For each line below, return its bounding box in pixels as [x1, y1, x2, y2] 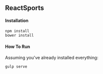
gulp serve [5, 64, 27, 69]
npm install [5, 28, 29, 33]
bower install [5, 33, 34, 38]
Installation [5, 17, 28, 24]
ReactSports [5, 4, 44, 12]
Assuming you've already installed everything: [5, 54, 99, 60]
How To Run [5, 44, 30, 49]
